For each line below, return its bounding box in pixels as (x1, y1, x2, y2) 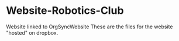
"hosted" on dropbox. (6, 29, 58, 36)
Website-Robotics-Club (6, 4, 124, 17)
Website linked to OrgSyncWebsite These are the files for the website (6, 23, 173, 30)
